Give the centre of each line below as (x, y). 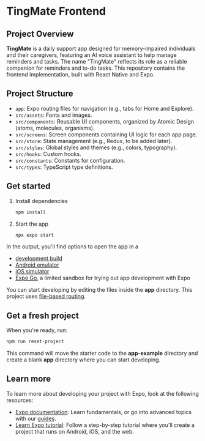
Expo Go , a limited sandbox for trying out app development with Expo (103, 278)
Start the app (32, 224)
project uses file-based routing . (46, 296)
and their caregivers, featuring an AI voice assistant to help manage (91, 55)
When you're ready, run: (37, 330)
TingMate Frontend (56, 11)
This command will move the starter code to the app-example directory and (102, 354)
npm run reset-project (35, 342)
